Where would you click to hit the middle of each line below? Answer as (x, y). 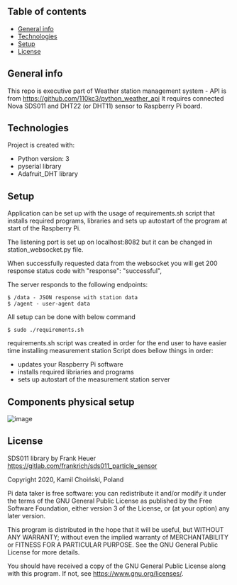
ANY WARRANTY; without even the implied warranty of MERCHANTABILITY (118, 537)
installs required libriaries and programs (76, 372)
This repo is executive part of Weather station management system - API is (117, 91)
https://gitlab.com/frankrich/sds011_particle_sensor (82, 466)
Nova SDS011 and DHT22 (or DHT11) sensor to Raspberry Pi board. (105, 106)
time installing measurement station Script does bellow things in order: (110, 351)
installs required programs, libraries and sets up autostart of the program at (117, 221)
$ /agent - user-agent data (49, 304)
